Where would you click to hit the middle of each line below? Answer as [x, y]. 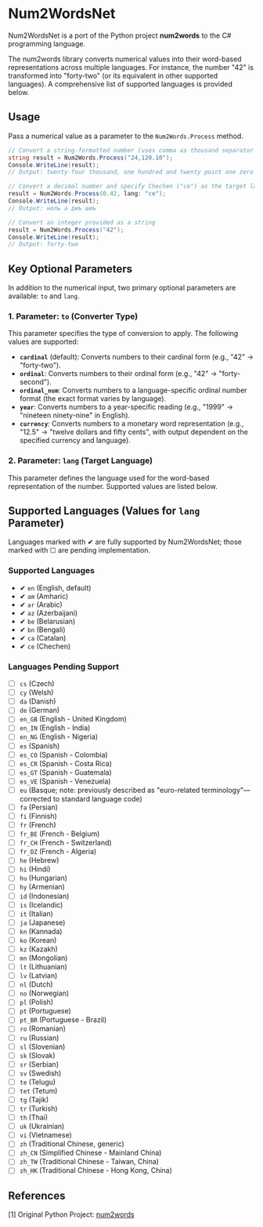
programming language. [47, 43]
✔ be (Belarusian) [47, 621]
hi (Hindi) [35, 869]
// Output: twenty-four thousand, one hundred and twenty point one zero [131, 172]
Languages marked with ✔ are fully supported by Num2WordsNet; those [125, 542]
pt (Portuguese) [45, 1011]
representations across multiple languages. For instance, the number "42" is [131, 67]
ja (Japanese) [42, 922]
